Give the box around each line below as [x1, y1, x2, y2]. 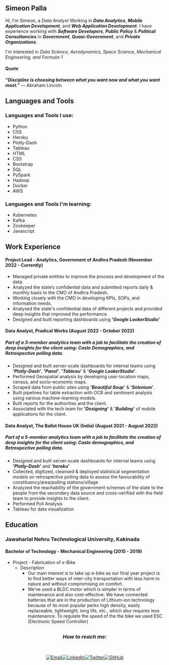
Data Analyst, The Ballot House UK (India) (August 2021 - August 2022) [5, 423, 158, 429]
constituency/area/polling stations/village [12, 479, 98, 485]
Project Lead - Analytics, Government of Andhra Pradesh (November [5, 257, 153, 263]
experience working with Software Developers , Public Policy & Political [5, 28, 156, 34]
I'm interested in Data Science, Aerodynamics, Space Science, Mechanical [5, 48, 161, 55]
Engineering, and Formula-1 [5, 54, 63, 60]
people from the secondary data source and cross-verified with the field [12, 490, 163, 496]
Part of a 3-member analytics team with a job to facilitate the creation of [5, 339, 161, 345]
